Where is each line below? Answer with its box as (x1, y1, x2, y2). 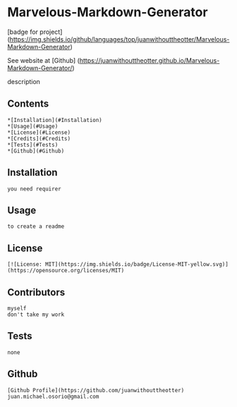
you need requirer (7, 185, 61, 193)
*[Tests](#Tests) (7, 141, 59, 148)
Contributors (7, 286, 66, 298)
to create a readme (7, 223, 65, 230)
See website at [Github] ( (7, 56, 80, 64)
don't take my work (7, 311, 65, 318)
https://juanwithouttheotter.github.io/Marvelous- (79, 56, 220, 64)
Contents (7, 98, 49, 110)
